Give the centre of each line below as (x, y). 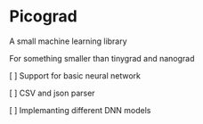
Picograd (43, 17)
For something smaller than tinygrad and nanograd (102, 58)
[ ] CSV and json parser (52, 93)
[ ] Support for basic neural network (75, 75)
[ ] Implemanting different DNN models (80, 110)
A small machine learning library (68, 41)
